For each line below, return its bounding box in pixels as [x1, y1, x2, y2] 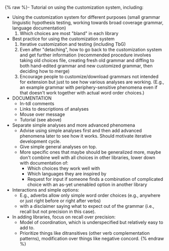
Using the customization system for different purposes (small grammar [12, 14, 160, 20]
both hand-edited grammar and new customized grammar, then [19, 63, 153, 69]
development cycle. [19, 138, 61, 144]
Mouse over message [19, 111, 65, 117]
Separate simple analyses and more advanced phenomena [12, 122, 136, 128]
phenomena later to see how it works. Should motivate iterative [19, 133, 152, 139]
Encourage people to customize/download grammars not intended [19, 74, 159, 79]
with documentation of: [19, 160, 69, 166]
